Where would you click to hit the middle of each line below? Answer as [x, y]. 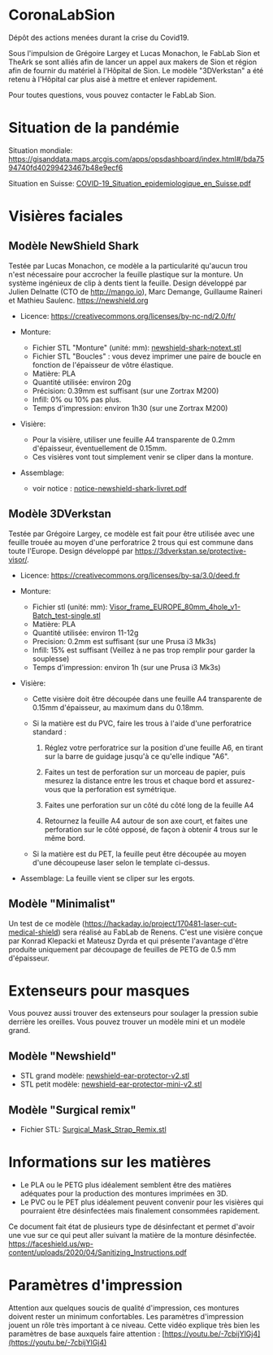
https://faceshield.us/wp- [51, 1244]
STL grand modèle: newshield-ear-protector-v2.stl [105, 1076]
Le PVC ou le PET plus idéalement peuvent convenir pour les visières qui [142, 1202]
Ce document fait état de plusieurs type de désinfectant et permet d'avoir [132, 1226]
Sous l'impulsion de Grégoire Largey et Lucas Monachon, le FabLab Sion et [134, 53]
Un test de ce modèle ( [47, 923]
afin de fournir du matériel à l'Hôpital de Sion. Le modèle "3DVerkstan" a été [136, 70]
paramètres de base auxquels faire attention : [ [87, 1333]
